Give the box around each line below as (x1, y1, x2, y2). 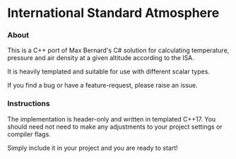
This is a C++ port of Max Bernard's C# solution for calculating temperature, (7, 46, 230, 54)
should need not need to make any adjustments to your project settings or (7, 122, 223, 131)
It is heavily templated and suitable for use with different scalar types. (7, 67, 211, 76)
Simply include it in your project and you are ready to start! (7, 143, 178, 152)
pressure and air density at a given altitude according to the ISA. (7, 54, 194, 62)
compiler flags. (7, 129, 51, 139)
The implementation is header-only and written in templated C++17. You (7, 114, 216, 123)
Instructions (7, 99, 51, 109)
